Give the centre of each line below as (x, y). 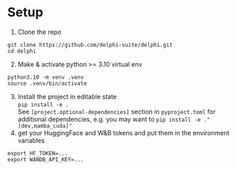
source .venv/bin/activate (47, 83)
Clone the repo (39, 32)
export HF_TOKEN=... (38, 153)
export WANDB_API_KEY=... (45, 159)
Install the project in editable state (67, 96)
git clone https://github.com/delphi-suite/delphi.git (90, 45)
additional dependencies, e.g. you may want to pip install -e (109, 119)
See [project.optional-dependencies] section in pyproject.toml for (117, 111)
